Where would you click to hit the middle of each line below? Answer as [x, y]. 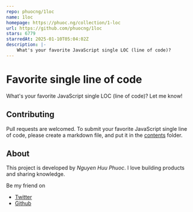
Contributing [30, 115]
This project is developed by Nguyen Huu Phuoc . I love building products [96, 168]
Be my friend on [26, 186]
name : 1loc [20, 17]
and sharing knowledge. [36, 174]
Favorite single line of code [74, 79]
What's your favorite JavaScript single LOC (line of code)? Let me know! [94, 96]
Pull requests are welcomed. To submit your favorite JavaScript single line [97, 129]
